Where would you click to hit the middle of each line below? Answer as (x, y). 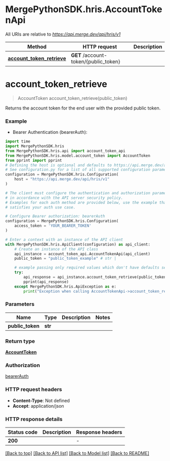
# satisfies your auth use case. (40, 207)
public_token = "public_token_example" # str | (65, 259)
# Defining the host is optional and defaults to (59, 165)
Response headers (99, 432)
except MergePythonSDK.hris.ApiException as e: (65, 287)
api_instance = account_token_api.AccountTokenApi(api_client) (82, 254)
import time (18, 141)
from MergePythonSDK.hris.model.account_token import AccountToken (78, 156)
